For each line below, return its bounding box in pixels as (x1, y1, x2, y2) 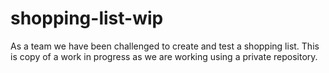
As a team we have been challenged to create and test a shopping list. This (10, 40, 320, 52)
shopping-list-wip (10, 7, 164, 30)
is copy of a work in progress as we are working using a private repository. (10, 50, 318, 62)
